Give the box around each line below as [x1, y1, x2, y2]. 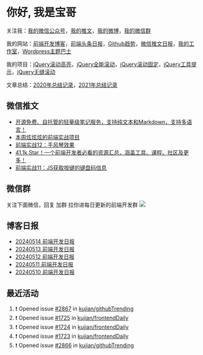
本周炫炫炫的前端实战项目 [15, 133, 80, 141]
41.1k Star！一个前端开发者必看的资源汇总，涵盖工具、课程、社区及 [15, 148, 184, 156]
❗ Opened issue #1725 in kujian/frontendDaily [15, 314, 129, 321]
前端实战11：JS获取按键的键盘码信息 [15, 164, 107, 171]
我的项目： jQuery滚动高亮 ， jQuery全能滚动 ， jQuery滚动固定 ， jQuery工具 [6, 60, 191, 68]
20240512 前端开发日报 [15, 253, 75, 260]
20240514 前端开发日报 [15, 238, 75, 245]
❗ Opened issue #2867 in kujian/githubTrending [15, 305, 134, 312]
